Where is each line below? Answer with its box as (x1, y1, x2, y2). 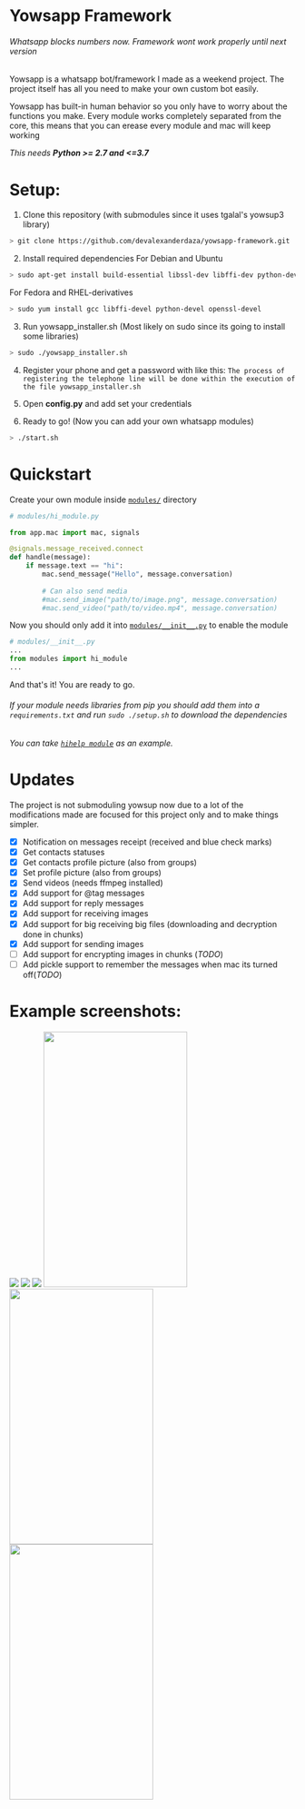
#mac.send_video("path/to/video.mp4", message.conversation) (42, 603, 279, 613)
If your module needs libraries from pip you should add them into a (9, 700, 261, 711)
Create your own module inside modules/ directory (9, 494, 197, 505)
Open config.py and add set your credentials (22, 398, 192, 409)
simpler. (9, 819, 39, 830)
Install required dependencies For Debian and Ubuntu (22, 253, 223, 264)
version (9, 45, 38, 56)
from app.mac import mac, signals (9, 528, 141, 537)
